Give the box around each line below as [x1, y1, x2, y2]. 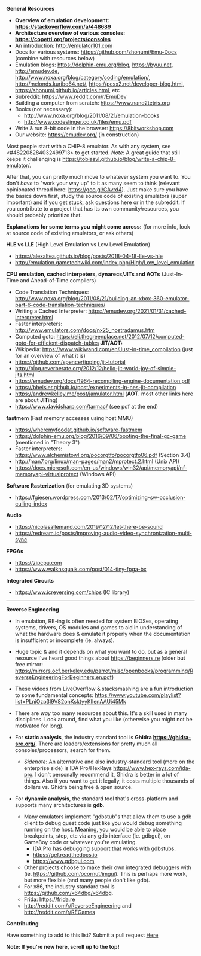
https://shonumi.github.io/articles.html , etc [14, 87, 120, 93]
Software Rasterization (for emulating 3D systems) [6, 482, 133, 489]
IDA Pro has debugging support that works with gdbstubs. [32, 845, 176, 852]
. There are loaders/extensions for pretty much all [35, 740, 158, 747]
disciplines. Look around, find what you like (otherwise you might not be [14, 716, 193, 723]
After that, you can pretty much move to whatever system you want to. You [6, 173, 191, 180]
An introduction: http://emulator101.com [14, 42, 112, 49]
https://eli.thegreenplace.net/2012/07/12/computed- [56, 333, 185, 340]
